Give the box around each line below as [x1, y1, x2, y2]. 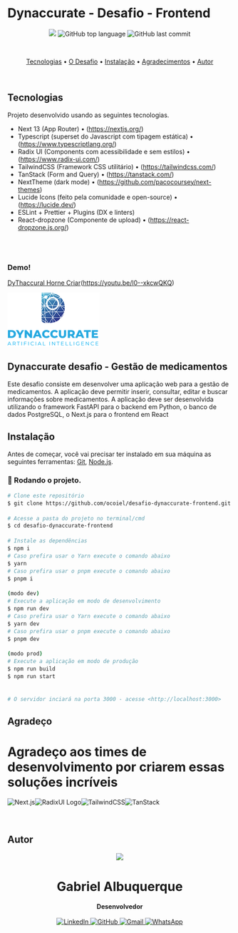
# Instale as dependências [7, 538, 88, 545]
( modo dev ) [7, 590, 40, 597]
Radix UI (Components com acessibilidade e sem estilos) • [17, 147, 190, 156]
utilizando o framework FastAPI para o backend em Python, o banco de [7, 402, 217, 411]
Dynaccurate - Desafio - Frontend [7, 5, 211, 21]
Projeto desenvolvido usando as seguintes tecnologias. [7, 111, 170, 119]
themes [17, 185, 41, 193]
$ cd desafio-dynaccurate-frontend [7, 523, 113, 530]
